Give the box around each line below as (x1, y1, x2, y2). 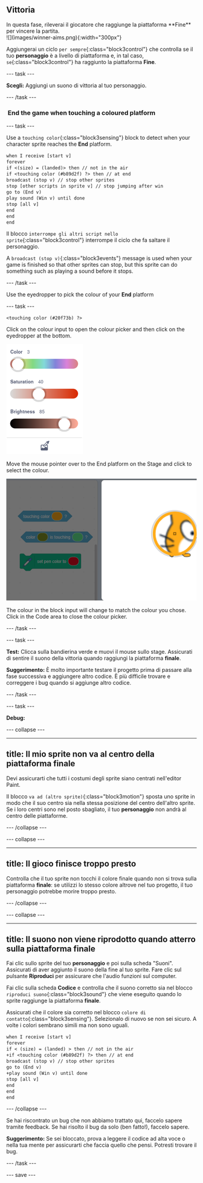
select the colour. (6, 467, 50, 474)
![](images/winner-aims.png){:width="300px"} (6, 33, 122, 41)
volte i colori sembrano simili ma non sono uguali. (6, 1022, 129, 1029)
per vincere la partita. (6, 27, 60, 34)
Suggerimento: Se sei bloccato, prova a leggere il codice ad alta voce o (6, 1135, 185, 1142)
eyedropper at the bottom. (6, 332, 72, 339)
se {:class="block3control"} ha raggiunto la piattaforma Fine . (6, 58, 156, 65)
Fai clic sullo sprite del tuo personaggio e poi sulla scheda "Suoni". (6, 960, 173, 967)
